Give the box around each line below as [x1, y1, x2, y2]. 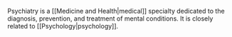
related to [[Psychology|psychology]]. [7, 22, 119, 30]
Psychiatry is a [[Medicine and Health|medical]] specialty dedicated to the [7, 7, 226, 15]
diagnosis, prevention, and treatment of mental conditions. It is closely [7, 14, 213, 23]
